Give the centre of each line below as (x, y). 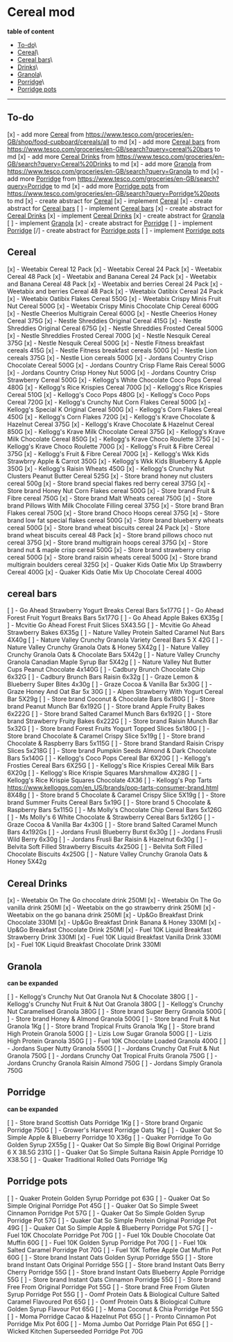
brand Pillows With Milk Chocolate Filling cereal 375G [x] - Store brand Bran (115, 506)
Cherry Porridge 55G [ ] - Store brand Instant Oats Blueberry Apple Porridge (116, 1272)
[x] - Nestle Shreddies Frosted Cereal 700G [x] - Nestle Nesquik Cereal (109, 335)
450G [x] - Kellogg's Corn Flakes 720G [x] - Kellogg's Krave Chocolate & (111, 417)
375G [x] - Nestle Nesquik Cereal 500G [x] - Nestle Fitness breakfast (106, 343)
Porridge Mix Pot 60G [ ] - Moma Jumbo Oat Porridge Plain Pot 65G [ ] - (110, 1324)
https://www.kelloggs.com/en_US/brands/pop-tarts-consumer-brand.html (113, 788)
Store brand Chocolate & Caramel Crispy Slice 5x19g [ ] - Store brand (106, 736)
